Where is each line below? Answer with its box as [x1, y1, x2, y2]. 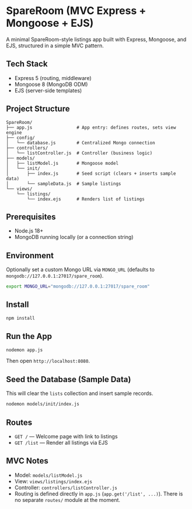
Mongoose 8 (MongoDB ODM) [14, 81, 88, 88]
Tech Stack [6, 59, 48, 69]
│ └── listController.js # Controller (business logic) [6, 150, 153, 156]
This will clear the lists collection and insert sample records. [6, 390, 153, 397]
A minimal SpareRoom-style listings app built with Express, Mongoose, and [6, 36, 187, 43]
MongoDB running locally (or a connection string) [14, 234, 134, 241]
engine [6, 130, 22, 136]
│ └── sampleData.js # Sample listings [6, 181, 121, 186]
